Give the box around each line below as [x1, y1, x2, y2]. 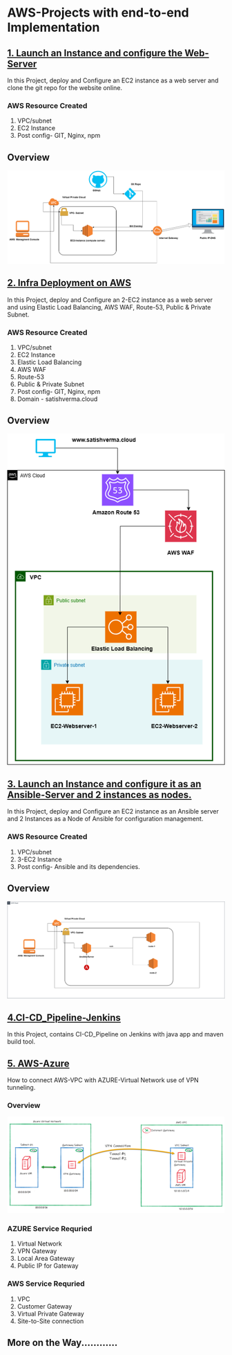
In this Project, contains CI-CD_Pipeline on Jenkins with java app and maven [7, 1030, 224, 1039]
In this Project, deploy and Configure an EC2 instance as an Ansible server [7, 807, 219, 816]
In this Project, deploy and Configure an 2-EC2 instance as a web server [7, 296, 213, 304]
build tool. [7, 1037, 36, 1046]
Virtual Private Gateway [17, 1309, 84, 1318]
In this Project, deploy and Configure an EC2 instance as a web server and [7, 76, 219, 84]
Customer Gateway [17, 1302, 72, 1310]
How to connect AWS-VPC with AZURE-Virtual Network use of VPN [7, 1076, 199, 1084]
